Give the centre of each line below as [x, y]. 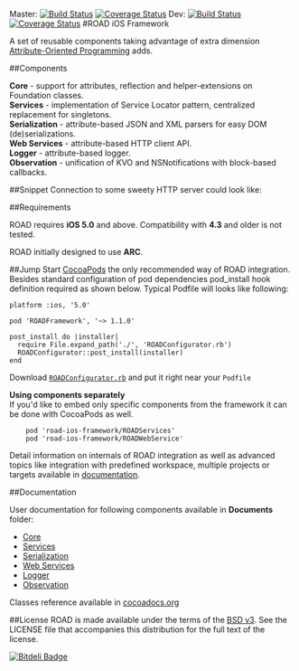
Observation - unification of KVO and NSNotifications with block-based [143, 162]
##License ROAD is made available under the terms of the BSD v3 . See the [148, 620]
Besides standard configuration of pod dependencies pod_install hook [140, 279]
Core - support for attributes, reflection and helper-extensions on [131, 85]
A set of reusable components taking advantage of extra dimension [135, 41]
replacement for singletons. [61, 114]
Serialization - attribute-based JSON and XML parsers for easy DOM [138, 124]
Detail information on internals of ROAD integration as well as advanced [142, 455]
